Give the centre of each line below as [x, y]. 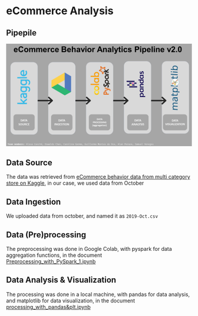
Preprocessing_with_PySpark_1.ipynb [51, 262]
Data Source [29, 163]
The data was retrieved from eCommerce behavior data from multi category [98, 177]
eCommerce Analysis [60, 11]
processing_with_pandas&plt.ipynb [49, 307]
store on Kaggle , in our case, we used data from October [75, 183]
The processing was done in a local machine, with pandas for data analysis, [98, 294]
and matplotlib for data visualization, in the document [71, 301]
